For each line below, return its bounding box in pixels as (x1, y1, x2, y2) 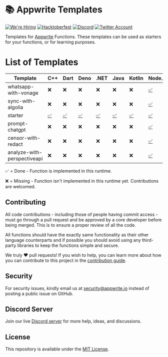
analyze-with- (7, 149, 42, 156)
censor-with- (7, 134, 41, 141)
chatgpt (7, 126, 26, 133)
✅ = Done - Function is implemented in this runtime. (5, 168, 112, 174)
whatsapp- (7, 83, 34, 90)
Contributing (5, 198, 46, 207)
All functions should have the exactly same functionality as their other (5, 231, 149, 238)
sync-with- (7, 97, 36, 104)
